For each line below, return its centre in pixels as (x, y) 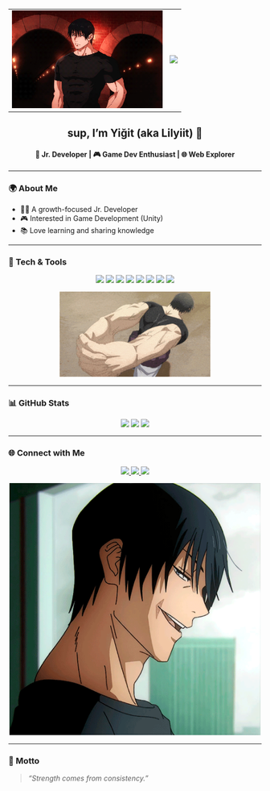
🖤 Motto (24, 760)
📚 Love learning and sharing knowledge (87, 230)
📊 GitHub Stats (39, 403)
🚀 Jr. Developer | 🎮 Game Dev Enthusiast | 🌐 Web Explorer (135, 154)
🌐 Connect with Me (47, 453)
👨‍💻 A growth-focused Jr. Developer (79, 209)
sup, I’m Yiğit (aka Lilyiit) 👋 (135, 133)
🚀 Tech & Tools (37, 261)
